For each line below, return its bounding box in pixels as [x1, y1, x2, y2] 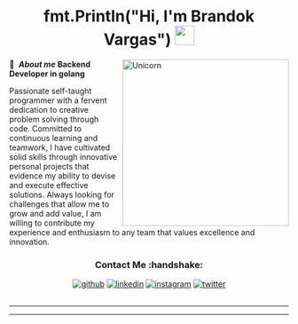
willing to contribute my [9, 217, 95, 228]
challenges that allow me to [9, 198, 110, 209]
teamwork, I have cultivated [9, 142, 111, 153]
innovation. [9, 236, 51, 247]
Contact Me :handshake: [94, 258, 204, 271]
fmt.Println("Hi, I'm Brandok [43, 6, 255, 27]
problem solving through [9, 114, 99, 124]
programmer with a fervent [9, 95, 108, 106]
